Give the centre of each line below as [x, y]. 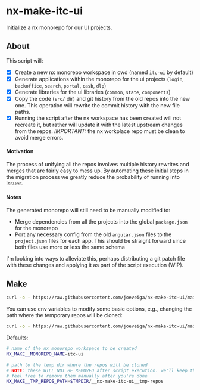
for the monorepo [36, 228]
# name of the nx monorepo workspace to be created [71, 349]
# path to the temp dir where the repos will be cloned [77, 365]
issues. [15, 184]
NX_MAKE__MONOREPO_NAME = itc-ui [45, 354]
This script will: [25, 60]
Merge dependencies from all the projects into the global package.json [101, 222]
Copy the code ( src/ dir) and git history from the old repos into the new [102, 98]
